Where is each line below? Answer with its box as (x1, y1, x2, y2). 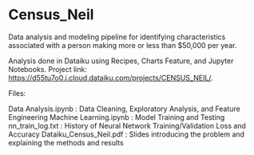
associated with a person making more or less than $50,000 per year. (8, 40, 237, 50)
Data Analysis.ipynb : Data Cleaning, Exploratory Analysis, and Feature (8, 104, 241, 113)
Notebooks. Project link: (8, 64, 88, 74)
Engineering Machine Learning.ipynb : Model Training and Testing (8, 112, 225, 121)
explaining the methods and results (8, 137, 124, 147)
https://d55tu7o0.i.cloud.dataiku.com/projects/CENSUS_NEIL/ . (8, 73, 213, 82)
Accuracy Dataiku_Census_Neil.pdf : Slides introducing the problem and (8, 129, 245, 139)
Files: (8, 88, 26, 97)
